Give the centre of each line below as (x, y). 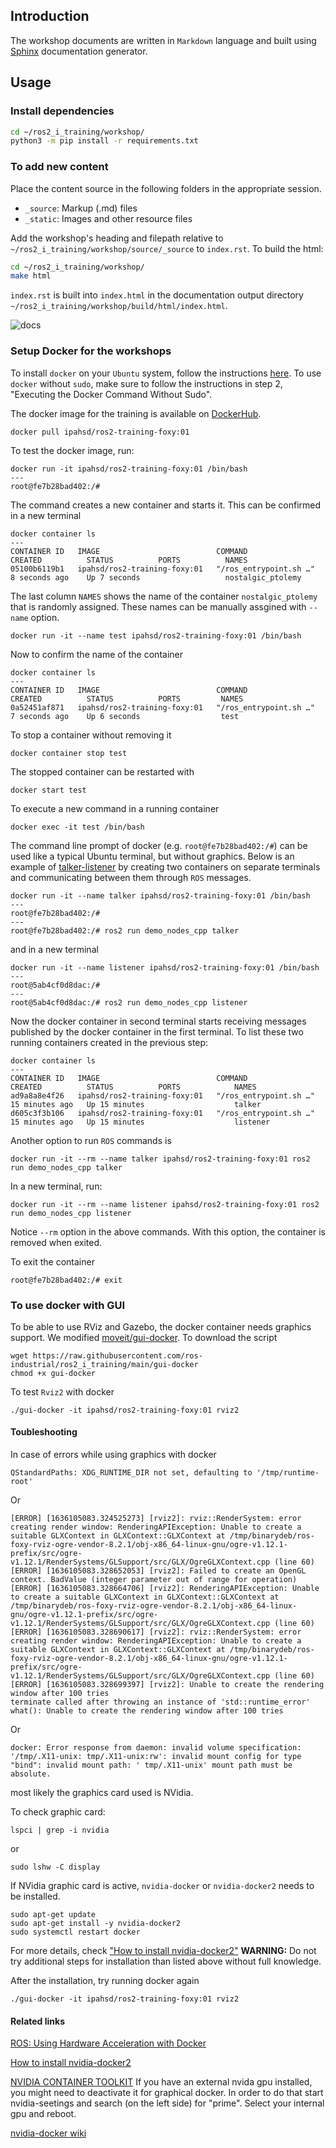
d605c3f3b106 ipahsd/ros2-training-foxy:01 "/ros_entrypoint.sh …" (162, 1113)
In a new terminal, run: (56, 1186)
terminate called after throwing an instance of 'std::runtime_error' (160, 1702)
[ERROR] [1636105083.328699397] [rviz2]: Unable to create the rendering (167, 1685)
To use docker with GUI (68, 1305)
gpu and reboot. (43, 2114)
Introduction (50, 16)
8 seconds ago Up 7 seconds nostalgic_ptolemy (156, 577)
